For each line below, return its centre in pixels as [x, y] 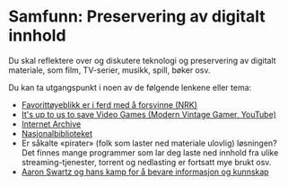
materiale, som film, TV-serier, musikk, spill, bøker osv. [109, 70]
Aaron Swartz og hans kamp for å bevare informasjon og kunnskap [145, 172]
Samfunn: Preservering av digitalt [137, 17]
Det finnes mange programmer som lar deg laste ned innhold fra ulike [150, 152]
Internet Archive [51, 124]
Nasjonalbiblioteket [57, 133]
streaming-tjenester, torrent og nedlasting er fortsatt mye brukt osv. [146, 162]
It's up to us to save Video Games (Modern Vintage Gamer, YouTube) [149, 114]
